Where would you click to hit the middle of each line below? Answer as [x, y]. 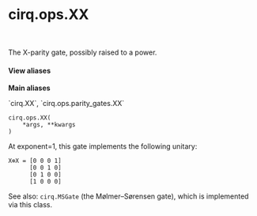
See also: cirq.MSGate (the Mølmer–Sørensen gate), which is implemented [128, 196]
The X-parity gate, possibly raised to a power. [83, 52]
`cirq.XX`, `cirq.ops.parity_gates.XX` [66, 104]
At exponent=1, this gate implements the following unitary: [103, 146]
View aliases [30, 70]
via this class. [30, 205]
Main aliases [29, 88]
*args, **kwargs [49, 125]
